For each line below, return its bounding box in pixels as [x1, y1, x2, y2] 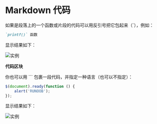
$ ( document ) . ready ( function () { [5, 84, 75, 89]
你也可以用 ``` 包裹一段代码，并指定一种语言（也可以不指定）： [5, 74, 133, 80]
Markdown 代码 [5, 5, 71, 16]
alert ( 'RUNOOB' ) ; [14, 88, 51, 93]
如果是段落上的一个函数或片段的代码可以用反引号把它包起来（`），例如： [5, 22, 154, 28]
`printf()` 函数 [5, 32, 38, 37]
